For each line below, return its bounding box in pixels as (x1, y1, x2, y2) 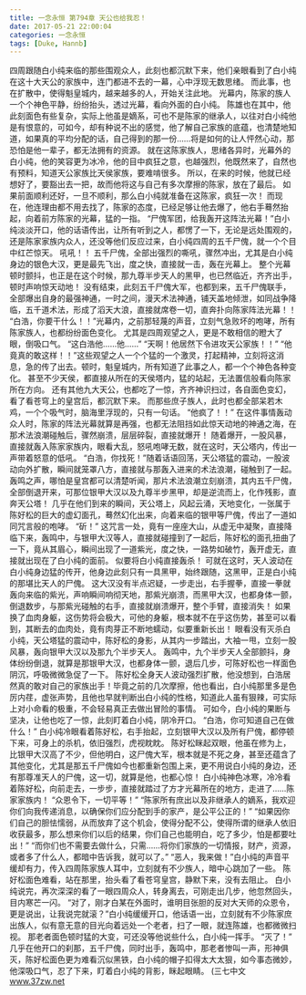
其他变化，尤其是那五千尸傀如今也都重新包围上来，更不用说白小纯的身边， (9, 761, 289, 772)
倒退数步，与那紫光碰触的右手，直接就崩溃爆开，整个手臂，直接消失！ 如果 (9, 601, 291, 612)
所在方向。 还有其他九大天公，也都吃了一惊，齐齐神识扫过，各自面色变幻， (9, 384, 291, 395)
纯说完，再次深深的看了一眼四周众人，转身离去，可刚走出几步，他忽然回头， (9, 886, 297, 897)
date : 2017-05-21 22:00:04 (9, 22, 112, 31)
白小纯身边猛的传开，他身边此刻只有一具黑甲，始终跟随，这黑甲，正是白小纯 (9, 566, 297, 577)
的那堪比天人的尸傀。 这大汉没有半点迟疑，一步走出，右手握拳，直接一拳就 (9, 578, 291, 589)
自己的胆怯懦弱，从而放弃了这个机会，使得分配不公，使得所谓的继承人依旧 (16, 817, 297, 828)
